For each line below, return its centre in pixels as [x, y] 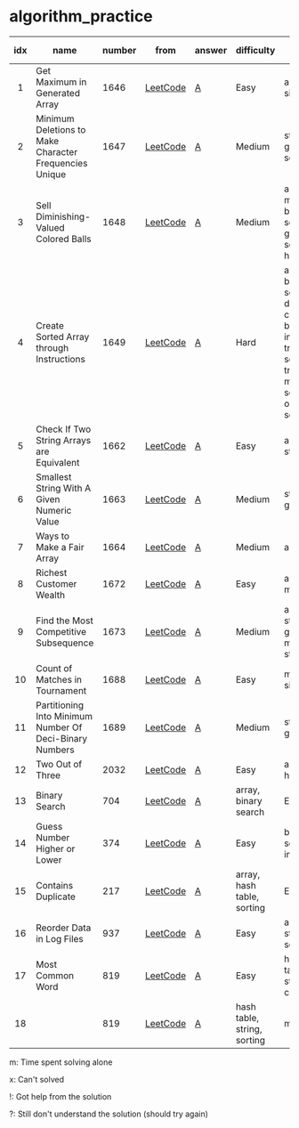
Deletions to [61, 129]
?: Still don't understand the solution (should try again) [109, 1114]
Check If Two [63, 429]
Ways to [52, 536]
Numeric [53, 510]
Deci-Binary [61, 738]
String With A [63, 488]
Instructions [61, 359]
